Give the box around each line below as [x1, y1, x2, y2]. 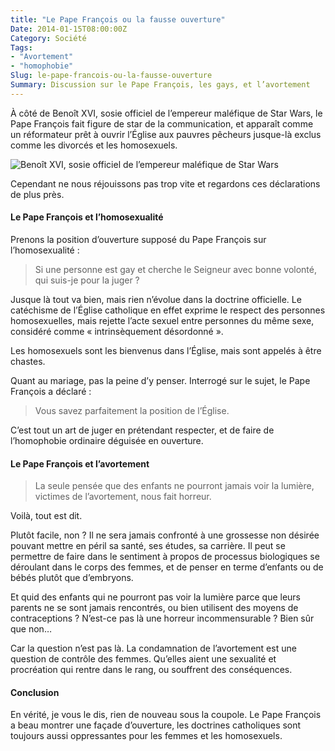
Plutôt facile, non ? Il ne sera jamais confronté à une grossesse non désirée [10, 529, 320, 541]
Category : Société [10, 33, 87, 43]
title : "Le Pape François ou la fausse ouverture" [10, 14, 226, 25]
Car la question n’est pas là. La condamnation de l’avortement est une [10, 642, 297, 655]
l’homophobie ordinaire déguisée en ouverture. [10, 434, 204, 446]
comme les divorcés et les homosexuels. [10, 139, 178, 151]
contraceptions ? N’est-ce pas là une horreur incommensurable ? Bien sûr [10, 612, 315, 625]
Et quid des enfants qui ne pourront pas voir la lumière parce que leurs [10, 591, 301, 603]
